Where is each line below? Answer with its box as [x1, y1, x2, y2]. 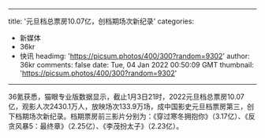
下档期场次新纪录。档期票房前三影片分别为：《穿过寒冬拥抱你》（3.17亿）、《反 [8, 111, 256, 121]
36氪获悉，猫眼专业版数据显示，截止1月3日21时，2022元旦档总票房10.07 [8, 92, 244, 101]
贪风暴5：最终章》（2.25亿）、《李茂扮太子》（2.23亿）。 [8, 122, 184, 130]
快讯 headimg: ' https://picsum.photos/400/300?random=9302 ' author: [19, 52, 250, 60]
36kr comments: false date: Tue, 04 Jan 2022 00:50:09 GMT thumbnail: [19, 60, 254, 69]
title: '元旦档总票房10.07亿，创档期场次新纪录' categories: [8, 16, 195, 26]
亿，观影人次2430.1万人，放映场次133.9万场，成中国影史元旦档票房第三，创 [8, 102, 255, 111]
